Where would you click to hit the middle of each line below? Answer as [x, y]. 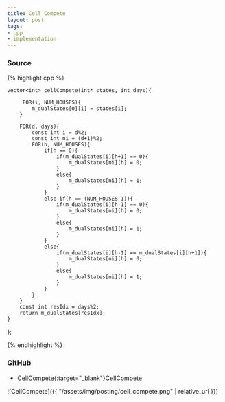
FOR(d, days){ [39, 127]
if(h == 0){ [61, 151]
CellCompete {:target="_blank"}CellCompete [80, 378]
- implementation [32, 39]
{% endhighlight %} [35, 345]
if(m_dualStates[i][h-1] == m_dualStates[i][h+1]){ [131, 253]
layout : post [26, 20]
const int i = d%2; [60, 133]
